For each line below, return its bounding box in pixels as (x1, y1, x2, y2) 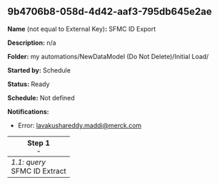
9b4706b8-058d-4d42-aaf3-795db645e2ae (7, 6, 213, 18)
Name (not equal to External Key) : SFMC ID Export (7, 24, 156, 33)
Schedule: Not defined (7, 93, 75, 102)
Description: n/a (7, 38, 56, 47)
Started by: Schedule (7, 65, 71, 74)
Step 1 (27, 138, 50, 148)
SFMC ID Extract (11, 166, 66, 176)
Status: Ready (7, 80, 50, 88)
